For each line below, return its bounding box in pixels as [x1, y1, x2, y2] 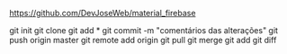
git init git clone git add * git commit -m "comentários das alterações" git [9, 25, 279, 35]
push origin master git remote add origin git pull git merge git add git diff [9, 35, 277, 45]
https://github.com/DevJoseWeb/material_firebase [9, 8, 196, 18]
